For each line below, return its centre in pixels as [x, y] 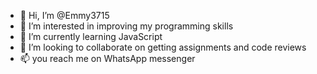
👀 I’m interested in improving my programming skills [126, 26]
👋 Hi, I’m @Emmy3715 [64, 15]
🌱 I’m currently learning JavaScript [91, 36]
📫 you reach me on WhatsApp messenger [107, 58]
